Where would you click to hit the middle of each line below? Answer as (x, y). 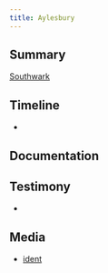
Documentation (54, 156)
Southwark (30, 76)
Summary (38, 55)
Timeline (35, 105)
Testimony (40, 187)
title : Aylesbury (42, 18)
